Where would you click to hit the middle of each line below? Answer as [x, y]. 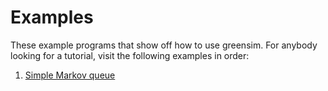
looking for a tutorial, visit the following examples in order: [130, 55]
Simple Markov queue [70, 75]
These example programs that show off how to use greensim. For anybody [164, 45]
